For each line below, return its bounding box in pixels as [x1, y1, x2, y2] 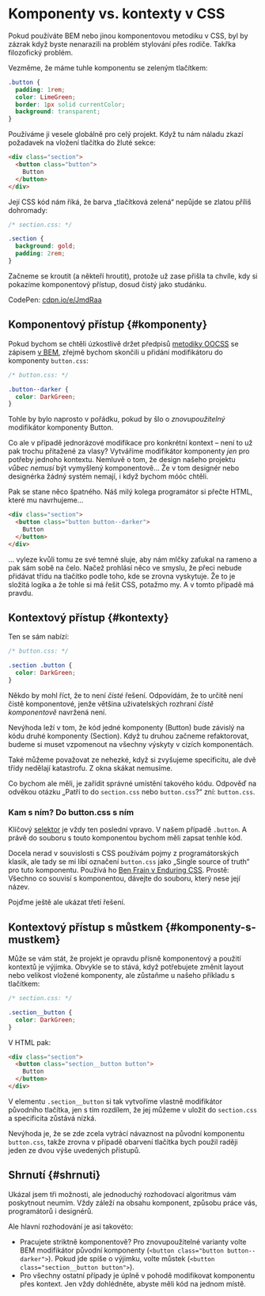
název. [8, 882, 30, 892]
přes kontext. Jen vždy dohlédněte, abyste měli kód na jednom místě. [19, 1279, 247, 1288]
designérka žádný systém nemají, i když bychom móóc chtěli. [8, 472, 209, 481]
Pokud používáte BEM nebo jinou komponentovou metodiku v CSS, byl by [8, 31, 248, 40]
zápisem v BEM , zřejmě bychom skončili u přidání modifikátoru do [8, 347, 223, 357]
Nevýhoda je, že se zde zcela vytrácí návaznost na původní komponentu [8, 1128, 245, 1138]
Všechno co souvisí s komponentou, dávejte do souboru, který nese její [8, 873, 241, 883]
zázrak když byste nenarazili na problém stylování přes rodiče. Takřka [8, 39, 236, 48]
